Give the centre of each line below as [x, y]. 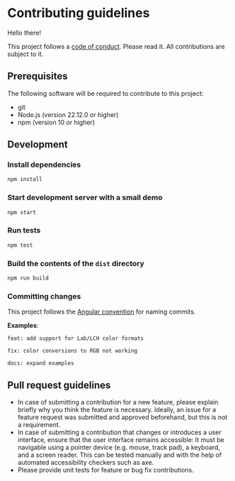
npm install [25, 179]
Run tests [24, 231]
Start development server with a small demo [85, 198]
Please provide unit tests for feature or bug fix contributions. [106, 470]
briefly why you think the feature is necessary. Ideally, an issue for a [117, 409]
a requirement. [39, 424]
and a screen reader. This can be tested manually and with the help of [119, 455]
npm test [20, 245]
